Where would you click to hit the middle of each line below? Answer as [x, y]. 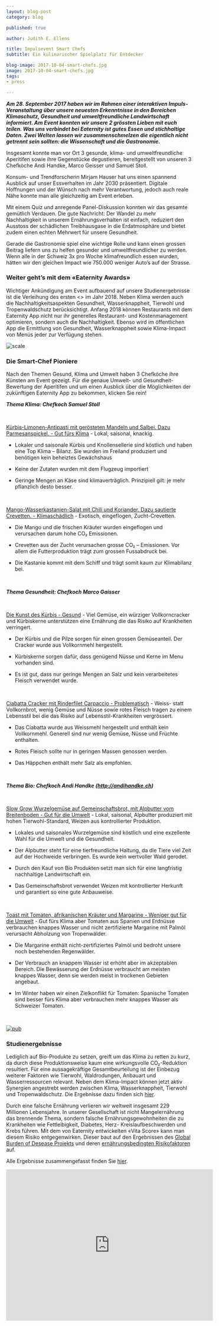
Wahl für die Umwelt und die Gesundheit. [65, 839]
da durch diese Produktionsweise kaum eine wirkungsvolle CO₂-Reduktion [97, 1063]
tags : [13, 76]
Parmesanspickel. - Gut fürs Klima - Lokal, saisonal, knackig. [80, 434]
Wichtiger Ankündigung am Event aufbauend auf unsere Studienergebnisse [98, 291]
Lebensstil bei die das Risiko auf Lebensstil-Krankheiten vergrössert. [89, 716]
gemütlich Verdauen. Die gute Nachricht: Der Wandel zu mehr [81, 213]
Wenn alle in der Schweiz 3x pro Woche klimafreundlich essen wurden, [92, 256]
